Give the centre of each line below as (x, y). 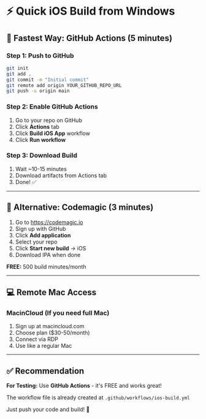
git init (17, 68)
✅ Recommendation (45, 371)
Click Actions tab (37, 126)
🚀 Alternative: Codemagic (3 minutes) (80, 208)
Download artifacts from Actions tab (61, 175)
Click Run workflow (40, 140)
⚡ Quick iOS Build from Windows (91, 11)
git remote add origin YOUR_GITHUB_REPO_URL (64, 85)
